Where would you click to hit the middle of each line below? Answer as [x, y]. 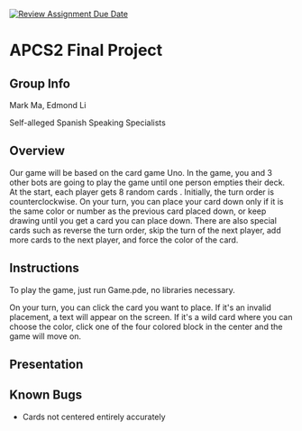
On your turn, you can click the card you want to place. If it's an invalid [141, 307]
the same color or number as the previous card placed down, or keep [138, 211]
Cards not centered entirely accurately [94, 417]
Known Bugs [46, 395]
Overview [37, 151]
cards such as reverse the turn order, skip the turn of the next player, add [145, 230]
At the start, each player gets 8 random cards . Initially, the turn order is [142, 192]
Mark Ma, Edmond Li [48, 105]
